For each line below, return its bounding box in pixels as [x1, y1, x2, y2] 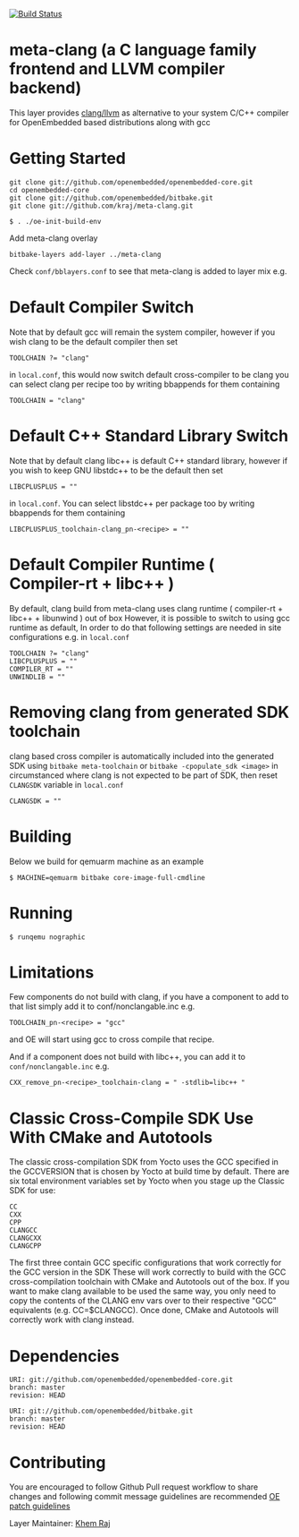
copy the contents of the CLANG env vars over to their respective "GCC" [9, 1295, 277, 1306]
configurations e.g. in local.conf [9, 631, 130, 642]
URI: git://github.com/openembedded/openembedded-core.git [9, 1375, 234, 1385]
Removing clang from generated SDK [9, 702, 290, 722]
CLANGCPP [9, 1242, 42, 1251]
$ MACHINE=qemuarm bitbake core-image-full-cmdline [9, 873, 205, 882]
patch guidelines [9, 1500, 71, 1512]
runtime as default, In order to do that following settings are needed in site [9, 622, 282, 633]
